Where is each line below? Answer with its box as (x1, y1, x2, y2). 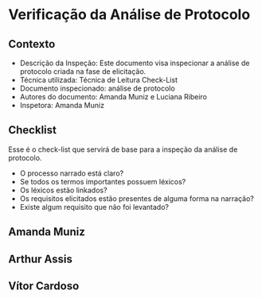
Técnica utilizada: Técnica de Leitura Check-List (19, 75, 178, 84)
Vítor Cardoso (8, 279, 80, 292)
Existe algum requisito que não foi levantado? (19, 202, 170, 211)
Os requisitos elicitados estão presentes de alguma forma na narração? (19, 193, 255, 203)
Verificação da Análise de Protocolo (8, 6, 251, 24)
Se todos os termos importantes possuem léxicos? (19, 176, 186, 186)
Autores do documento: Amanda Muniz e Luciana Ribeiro (19, 92, 208, 101)
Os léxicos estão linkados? (19, 185, 108, 195)
